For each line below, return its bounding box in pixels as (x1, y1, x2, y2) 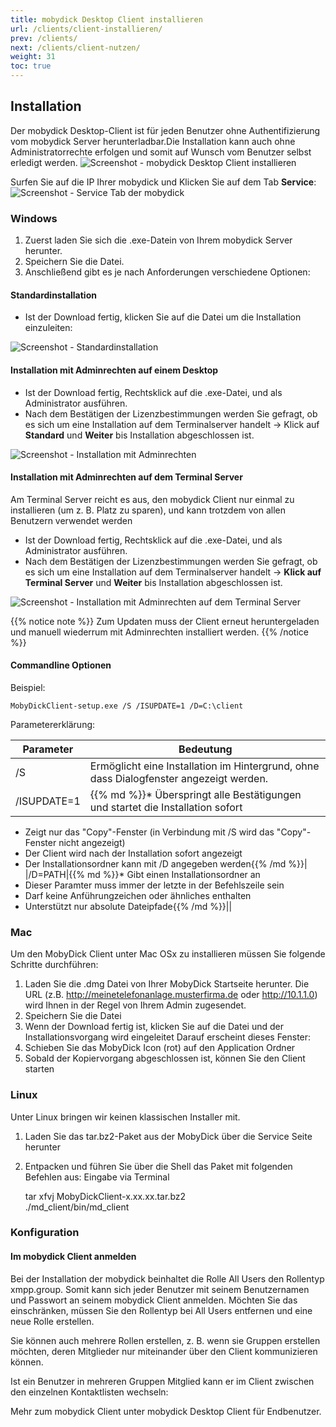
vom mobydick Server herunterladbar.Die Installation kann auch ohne (10, 135, 296, 147)
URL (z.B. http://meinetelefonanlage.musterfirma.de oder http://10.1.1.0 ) (24, 989, 318, 1001)
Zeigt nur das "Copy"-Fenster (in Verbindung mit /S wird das (24, 826, 275, 838)
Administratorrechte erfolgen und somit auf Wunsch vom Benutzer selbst (10, 146, 312, 158)
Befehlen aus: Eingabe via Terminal (24, 1171, 170, 1183)
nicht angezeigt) (58, 836, 126, 848)
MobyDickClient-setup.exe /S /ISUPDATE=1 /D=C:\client (10, 701, 244, 711)
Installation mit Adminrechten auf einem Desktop (10, 364, 219, 376)
